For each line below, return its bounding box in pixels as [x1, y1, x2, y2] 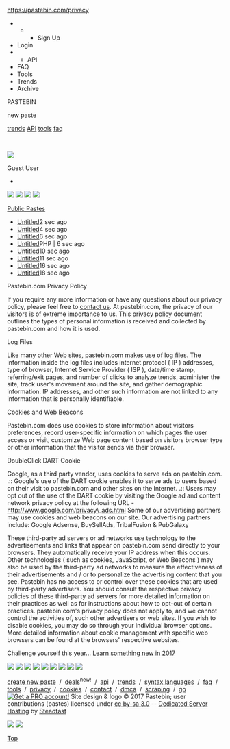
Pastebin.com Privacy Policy [7, 282, 88, 290]
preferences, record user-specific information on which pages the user [7, 428, 207, 437]
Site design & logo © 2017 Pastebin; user [71, 692, 186, 700]
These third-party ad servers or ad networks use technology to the [7, 534, 196, 542]
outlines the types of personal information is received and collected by [7, 317, 207, 325]
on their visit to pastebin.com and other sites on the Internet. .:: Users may [7, 484, 217, 492]
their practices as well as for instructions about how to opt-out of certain [7, 600, 212, 607]
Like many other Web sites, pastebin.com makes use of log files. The [7, 351, 201, 359]
